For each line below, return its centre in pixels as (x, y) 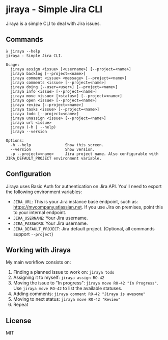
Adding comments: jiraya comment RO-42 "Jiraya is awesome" (79, 294)
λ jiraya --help (23, 51)
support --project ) (33, 234)
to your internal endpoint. (40, 212)
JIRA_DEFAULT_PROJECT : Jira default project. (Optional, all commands (84, 228)
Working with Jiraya (38, 250)
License (19, 320)
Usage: (13, 65)
